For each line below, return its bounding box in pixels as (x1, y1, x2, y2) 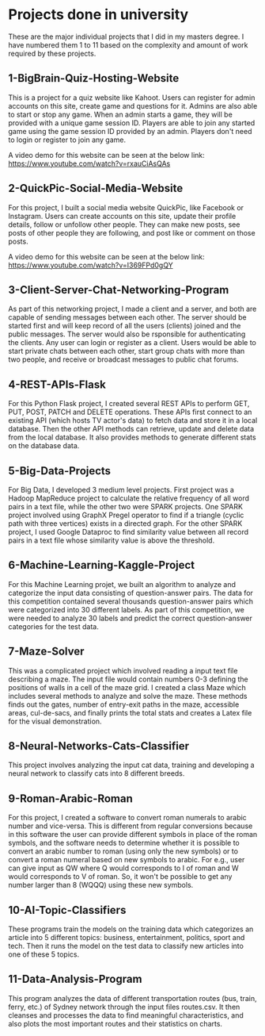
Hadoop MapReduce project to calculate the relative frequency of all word (8, 493, 250, 503)
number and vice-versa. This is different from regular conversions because (8, 821, 253, 831)
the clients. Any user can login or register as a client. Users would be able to (8, 338, 257, 347)
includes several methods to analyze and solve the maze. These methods (8, 691, 248, 700)
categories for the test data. (8, 621, 99, 631)
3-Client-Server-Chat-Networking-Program (8, 283, 229, 297)
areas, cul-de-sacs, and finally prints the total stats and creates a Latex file (8, 708, 252, 717)
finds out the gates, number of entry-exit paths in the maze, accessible (8, 700, 240, 709)
